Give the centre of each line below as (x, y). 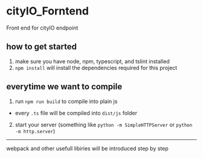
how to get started (42, 47)
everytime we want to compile (64, 87)
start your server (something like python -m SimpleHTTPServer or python (104, 124)
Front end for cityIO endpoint (42, 28)
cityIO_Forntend (48, 11)
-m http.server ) (35, 131)
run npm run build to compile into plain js (66, 101)
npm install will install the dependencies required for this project (96, 68)
